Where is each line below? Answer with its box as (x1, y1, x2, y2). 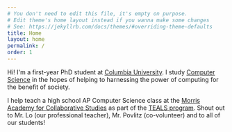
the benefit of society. (7, 83, 71, 91)
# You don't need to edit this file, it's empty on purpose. (7, 10, 188, 17)
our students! (7, 118, 45, 126)
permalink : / (7, 42, 45, 49)
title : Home (7, 29, 42, 37)
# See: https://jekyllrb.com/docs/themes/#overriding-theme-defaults (7, 23, 213, 30)
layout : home (7, 36, 45, 43)
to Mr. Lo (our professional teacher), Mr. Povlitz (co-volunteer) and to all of (7, 110, 221, 119)
